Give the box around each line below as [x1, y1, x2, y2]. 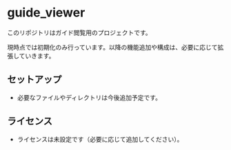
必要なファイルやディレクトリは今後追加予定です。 [17, 93, 162, 101]
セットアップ [7, 74, 62, 85]
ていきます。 [19, 52, 55, 60]
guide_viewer [7, 5, 86, 21]
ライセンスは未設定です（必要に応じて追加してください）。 [17, 135, 183, 143]
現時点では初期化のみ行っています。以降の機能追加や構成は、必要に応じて [7, 43, 218, 51]
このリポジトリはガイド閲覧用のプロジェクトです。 [7, 28, 152, 36]
